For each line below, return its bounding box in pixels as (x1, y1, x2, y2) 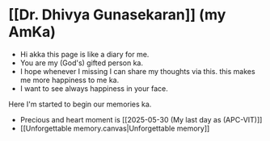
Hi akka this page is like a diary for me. (19, 49, 150, 59)
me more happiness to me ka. (19, 75, 120, 85)
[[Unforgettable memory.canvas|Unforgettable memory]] (19, 123, 210, 133)
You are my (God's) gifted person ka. (19, 58, 144, 68)
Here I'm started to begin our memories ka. (8, 99, 152, 109)
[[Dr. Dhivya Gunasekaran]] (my (8, 6, 226, 24)
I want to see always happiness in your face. (19, 83, 168, 93)
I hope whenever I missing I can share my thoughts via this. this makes (19, 66, 256, 76)
